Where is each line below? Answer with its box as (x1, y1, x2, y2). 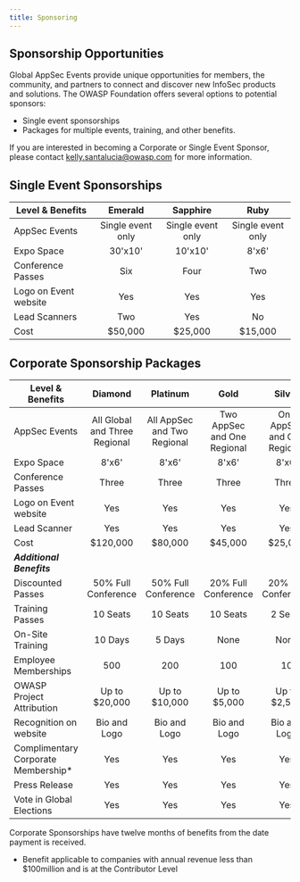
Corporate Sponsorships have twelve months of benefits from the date (9, 828, 270, 838)
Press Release (13, 778, 73, 791)
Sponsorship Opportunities (9, 46, 164, 62)
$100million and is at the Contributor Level (21, 863, 179, 875)
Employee (13, 653, 55, 666)
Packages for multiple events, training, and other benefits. (21, 125, 236, 136)
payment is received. (9, 836, 87, 848)
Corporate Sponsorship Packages (9, 355, 202, 370)
